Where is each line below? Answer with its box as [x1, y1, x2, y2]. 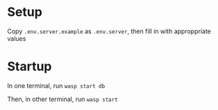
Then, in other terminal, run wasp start [7, 95, 118, 103]
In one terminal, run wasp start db [7, 81, 106, 90]
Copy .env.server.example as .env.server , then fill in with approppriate [7, 27, 212, 35]
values [7, 34, 26, 42]
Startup [7, 59, 52, 75]
